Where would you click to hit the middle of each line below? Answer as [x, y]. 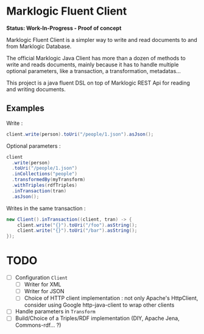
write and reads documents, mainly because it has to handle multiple [93, 64]
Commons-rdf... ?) [38, 325]
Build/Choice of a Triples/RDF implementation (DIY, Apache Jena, [97, 318]
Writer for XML [43, 285]
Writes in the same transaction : [46, 208]
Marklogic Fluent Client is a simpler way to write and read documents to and [102, 40]
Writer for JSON [44, 291]
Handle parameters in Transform [55, 311]
